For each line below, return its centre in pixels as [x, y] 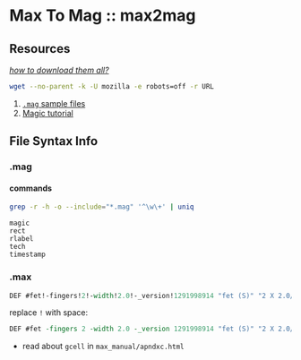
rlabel [21, 239]
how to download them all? [59, 70]
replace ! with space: [49, 313]
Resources [40, 49]
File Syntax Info [54, 141]
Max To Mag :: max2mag [103, 16]
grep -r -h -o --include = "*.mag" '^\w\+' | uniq [102, 207]
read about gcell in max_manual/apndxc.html [103, 347]
